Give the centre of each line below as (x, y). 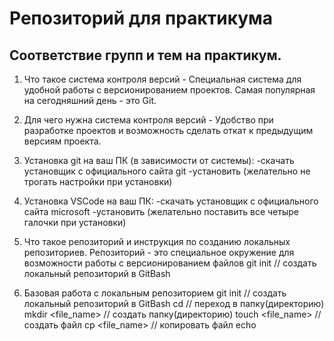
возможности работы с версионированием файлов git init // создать (170, 263)
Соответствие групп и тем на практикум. (145, 55)
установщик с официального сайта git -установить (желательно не (167, 171)
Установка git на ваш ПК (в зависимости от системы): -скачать (159, 160)
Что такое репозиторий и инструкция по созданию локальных (157, 241)
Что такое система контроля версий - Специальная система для (162, 79)
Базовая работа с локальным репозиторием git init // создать (155, 293)
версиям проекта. (62, 141)
